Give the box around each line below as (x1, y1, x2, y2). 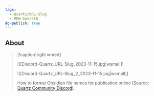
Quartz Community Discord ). (17, 85, 75, 91)
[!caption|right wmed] (17, 52, 61, 58)
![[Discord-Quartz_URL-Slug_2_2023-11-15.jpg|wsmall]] (17, 71, 129, 77)
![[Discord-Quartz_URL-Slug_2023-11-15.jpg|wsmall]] (17, 61, 124, 67)
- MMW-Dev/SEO (9, 16, 38, 21)
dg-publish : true (5, 20, 41, 26)
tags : (5, 7, 16, 12)
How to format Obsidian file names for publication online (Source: (17, 80, 149, 86)
